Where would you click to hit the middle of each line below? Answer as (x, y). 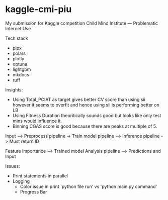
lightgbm (22, 69)
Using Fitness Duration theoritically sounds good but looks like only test (87, 115)
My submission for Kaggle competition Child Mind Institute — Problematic (82, 23)
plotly (18, 58)
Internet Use (18, 28)
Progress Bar (33, 191)
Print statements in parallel (40, 176)
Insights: (14, 89)
